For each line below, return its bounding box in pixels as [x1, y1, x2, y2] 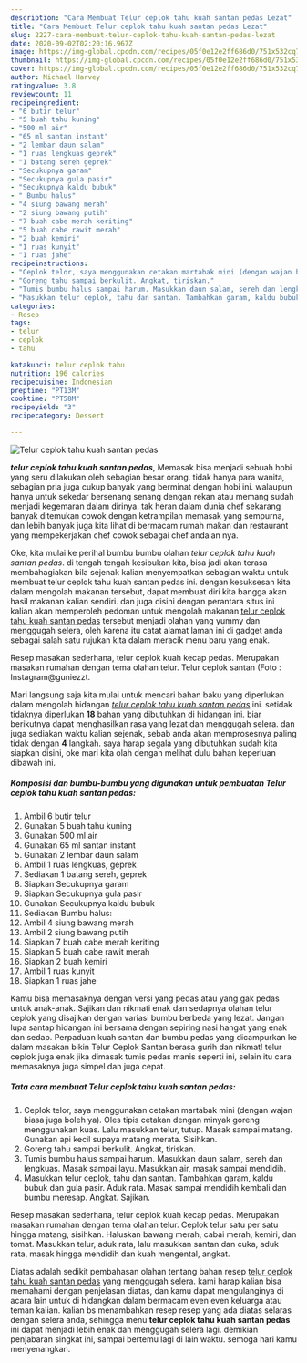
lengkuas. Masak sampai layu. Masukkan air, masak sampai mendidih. [23, 1162, 286, 1173]
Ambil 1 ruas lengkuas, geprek [23, 859, 138, 870]
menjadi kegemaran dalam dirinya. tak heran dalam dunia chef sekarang [10, 501, 281, 511]
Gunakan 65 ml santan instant [23, 840, 136, 851]
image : [10, 47, 36, 57]
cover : [10, 65, 36, 74]
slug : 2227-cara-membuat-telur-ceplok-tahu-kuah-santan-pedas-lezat [10, 30, 276, 39]
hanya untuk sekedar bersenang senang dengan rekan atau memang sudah [10, 490, 294, 501]
